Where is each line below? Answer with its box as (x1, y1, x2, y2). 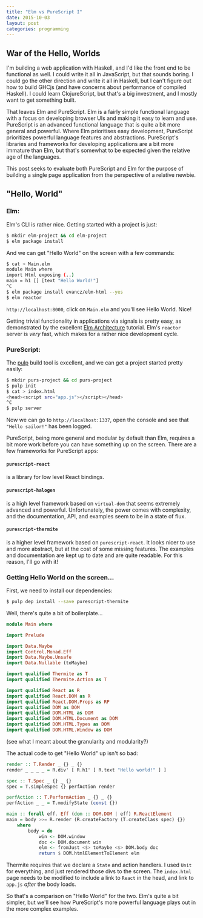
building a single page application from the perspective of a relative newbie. (6, 171, 196, 179)
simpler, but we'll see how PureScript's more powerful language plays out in (6, 899, 196, 906)
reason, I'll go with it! (6, 558, 59, 565)
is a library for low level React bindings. (6, 474, 104, 481)
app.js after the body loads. (6, 880, 77, 888)
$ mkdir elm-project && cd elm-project (6, 233, 107, 239)
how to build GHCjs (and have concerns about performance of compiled (6, 84, 187, 91)
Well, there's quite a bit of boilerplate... (6, 609, 103, 616)
